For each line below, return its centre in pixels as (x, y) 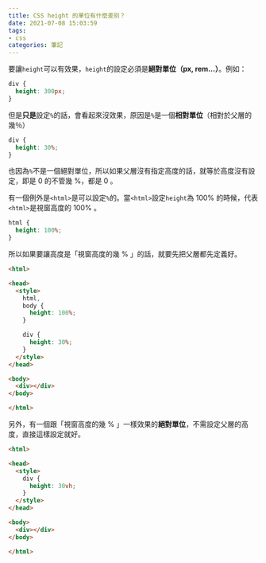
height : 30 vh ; (53, 486)
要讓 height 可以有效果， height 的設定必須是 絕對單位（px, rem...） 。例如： (127, 69)
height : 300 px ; (40, 92)
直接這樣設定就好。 (53, 434)
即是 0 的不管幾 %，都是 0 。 (69, 181)
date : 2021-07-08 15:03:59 (53, 23)
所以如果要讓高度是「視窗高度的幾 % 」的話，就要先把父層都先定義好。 (125, 254)
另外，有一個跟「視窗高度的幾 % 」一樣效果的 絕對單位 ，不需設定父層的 (125, 424)
